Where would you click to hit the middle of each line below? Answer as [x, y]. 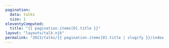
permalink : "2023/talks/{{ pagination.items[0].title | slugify [74, 38]
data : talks [23, 14]
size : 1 [18, 19]
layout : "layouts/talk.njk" [35, 33]
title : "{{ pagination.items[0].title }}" [55, 28]
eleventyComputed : [25, 24]
